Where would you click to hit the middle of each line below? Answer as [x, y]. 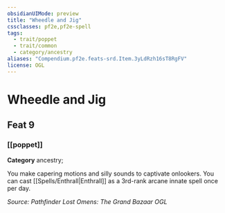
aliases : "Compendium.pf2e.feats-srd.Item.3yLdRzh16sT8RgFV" [97, 59]
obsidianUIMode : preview [43, 14]
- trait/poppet [35, 40]
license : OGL [26, 65]
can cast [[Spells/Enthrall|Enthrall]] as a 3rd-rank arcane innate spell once [112, 180]
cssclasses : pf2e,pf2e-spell [49, 26]
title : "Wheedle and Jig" [44, 20]
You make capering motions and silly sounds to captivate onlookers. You [111, 173]
